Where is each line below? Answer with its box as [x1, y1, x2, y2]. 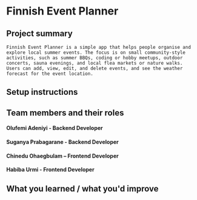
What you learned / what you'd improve [6, 183, 159, 194]
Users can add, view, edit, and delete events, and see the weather [6, 65, 183, 71]
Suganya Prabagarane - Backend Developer [6, 138, 119, 146]
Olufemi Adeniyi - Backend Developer [6, 124, 103, 132]
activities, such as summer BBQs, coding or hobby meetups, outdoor [6, 55, 183, 61]
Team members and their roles [6, 108, 124, 118]
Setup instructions [6, 87, 78, 97]
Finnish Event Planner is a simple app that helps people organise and [6, 44, 191, 50]
